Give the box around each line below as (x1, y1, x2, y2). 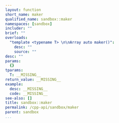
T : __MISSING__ (9, 72, 41, 77)
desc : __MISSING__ (9, 86, 48, 91)
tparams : (5, 68, 23, 73)
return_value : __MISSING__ (5, 77, 61, 82)
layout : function (5, 7, 41, 12)
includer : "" (5, 26, 32, 31)
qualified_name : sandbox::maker (5, 16, 72, 21)
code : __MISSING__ (9, 91, 48, 96)
